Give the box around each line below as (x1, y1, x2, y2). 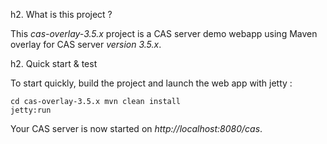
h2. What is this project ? (10, 9, 113, 20)
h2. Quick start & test (10, 58, 98, 69)
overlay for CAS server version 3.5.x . (10, 39, 162, 50)
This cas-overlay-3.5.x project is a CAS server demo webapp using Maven (10, 28, 318, 39)
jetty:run (10, 105, 52, 115)
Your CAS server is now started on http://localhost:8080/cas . (10, 123, 263, 134)
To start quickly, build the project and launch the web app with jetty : (10, 77, 293, 89)
